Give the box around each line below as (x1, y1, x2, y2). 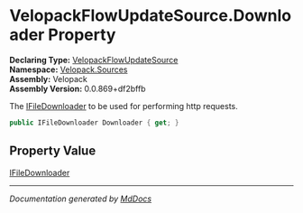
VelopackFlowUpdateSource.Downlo (9, 5, 292, 26)
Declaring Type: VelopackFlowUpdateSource (9, 54, 179, 65)
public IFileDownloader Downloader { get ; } (9, 118, 179, 127)
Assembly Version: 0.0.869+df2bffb (9, 83, 146, 94)
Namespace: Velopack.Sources (9, 64, 128, 75)
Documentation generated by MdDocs (9, 193, 151, 204)
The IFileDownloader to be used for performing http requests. (9, 100, 238, 111)
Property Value (9, 144, 96, 159)
